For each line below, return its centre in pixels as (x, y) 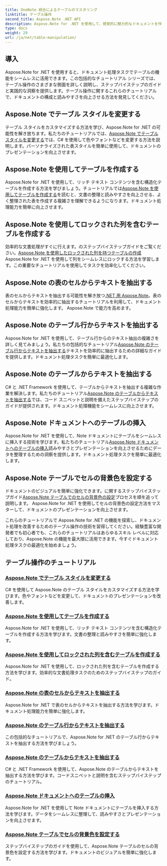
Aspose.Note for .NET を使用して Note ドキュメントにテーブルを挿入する (80, 808)
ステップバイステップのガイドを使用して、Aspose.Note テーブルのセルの (80, 846)
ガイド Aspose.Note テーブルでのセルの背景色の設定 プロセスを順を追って (84, 497)
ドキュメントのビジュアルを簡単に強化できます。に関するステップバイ (77, 491)
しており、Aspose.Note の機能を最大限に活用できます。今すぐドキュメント (82, 539)
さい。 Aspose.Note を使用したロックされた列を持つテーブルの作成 (73, 253)
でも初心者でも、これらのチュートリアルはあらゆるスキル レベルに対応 (86, 533)
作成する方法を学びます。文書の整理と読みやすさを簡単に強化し (87, 634)
